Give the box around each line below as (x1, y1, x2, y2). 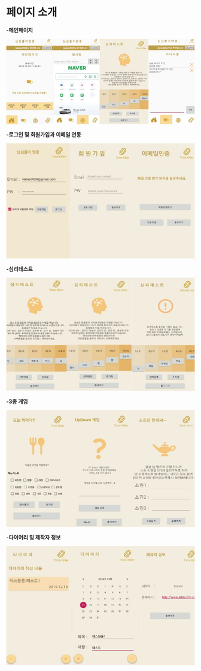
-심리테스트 (6, 266, 33, 273)
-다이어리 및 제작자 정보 (6, 534, 61, 541)
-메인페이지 (6, 26, 33, 34)
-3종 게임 (6, 398, 28, 405)
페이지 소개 (6, 5, 57, 19)
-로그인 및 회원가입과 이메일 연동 (6, 130, 82, 138)
